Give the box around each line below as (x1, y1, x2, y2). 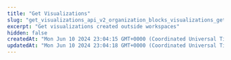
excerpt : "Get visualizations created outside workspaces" (7, 23, 180, 30)
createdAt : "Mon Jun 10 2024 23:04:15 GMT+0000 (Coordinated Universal (7, 36, 217, 43)
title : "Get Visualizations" (7, 10, 91, 17)
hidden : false (7, 29, 48, 37)
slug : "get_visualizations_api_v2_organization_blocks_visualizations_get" (7, 17, 229, 23)
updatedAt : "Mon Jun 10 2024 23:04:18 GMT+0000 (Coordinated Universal (7, 42, 217, 49)
